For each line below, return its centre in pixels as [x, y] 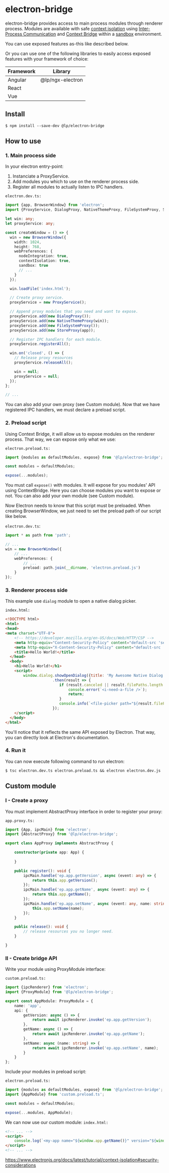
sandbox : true [33, 266]
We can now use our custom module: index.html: [57, 1122]
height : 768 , [28, 247]
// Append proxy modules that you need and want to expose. [74, 312]
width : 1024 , [28, 242]
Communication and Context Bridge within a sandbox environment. [93, 34]
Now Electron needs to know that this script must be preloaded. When [78, 506]
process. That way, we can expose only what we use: [61, 439]
